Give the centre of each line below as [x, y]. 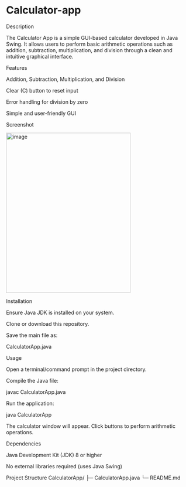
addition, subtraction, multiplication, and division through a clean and [89, 50]
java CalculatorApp [29, 414]
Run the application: [30, 403]
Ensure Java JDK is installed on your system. [60, 312]
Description [20, 26]
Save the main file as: [32, 335]
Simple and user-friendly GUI [41, 113]
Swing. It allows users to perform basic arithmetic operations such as [89, 44]
